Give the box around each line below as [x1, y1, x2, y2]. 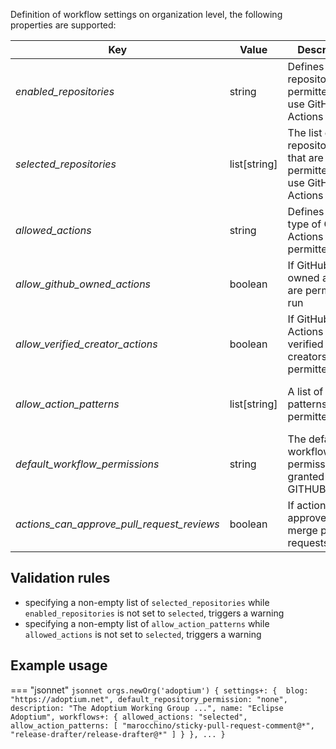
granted [287, 470, 325, 483]
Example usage [10, 657, 108, 674]
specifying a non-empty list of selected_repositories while [24, 596, 270, 608]
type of [287, 217, 322, 231]
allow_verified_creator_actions [15, 337, 158, 351]
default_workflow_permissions [15, 457, 160, 471]
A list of [287, 385, 324, 398]
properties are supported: [10, 19, 117, 31]
